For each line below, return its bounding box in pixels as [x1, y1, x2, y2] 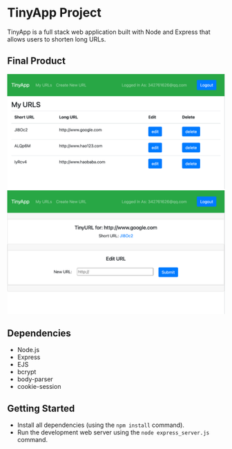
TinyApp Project [7, 5, 102, 21]
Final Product [7, 55, 66, 67]
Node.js [17, 346, 40, 354]
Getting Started [7, 403, 75, 414]
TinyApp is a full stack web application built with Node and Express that [7, 28, 211, 36]
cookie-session [17, 383, 61, 391]
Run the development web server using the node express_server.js [17, 428, 210, 437]
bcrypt [17, 368, 37, 376]
